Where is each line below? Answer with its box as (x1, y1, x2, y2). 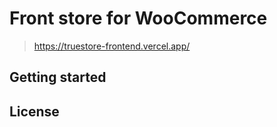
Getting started (9, 69, 107, 86)
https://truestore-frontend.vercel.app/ (33, 40, 191, 52)
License (9, 103, 60, 120)
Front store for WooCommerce (9, 7, 268, 30)
